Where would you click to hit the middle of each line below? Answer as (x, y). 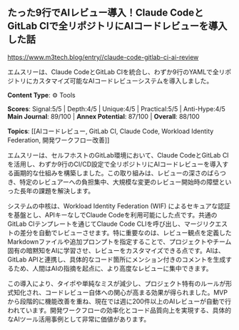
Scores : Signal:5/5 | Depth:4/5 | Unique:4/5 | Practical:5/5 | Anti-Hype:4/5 (117, 108)
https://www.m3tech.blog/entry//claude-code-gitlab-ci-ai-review (103, 57)
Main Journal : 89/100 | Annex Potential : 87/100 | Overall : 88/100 (103, 116)
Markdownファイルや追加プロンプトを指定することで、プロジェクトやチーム (119, 242)
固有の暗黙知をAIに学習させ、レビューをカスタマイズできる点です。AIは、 (116, 250)
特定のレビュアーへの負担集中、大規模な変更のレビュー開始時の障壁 (119, 182)
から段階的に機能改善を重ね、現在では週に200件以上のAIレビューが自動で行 (119, 301)
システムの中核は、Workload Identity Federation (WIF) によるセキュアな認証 (119, 206)
